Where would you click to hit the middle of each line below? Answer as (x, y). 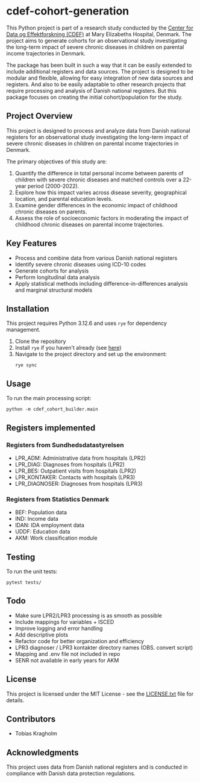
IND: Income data (36, 519)
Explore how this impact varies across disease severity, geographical (101, 192)
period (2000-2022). (53, 186)
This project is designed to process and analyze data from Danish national (98, 130)
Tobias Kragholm (36, 734)
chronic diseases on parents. (51, 212)
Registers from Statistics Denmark (58, 499)
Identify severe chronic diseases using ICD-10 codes (80, 264)
